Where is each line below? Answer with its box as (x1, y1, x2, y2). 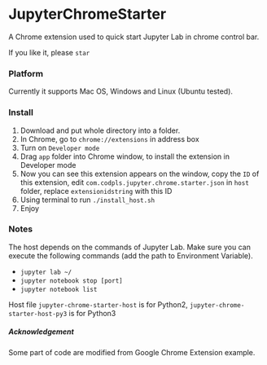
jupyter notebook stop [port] (20, 276, 124, 285)
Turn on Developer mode (20, 143, 100, 152)
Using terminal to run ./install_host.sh (20, 195, 155, 204)
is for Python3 (68, 308, 116, 318)
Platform (8, 68, 43, 79)
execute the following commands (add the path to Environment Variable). (8, 250, 254, 261)
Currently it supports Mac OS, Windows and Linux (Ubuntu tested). (8, 86, 234, 96)
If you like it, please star (8, 47, 90, 57)
